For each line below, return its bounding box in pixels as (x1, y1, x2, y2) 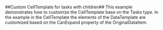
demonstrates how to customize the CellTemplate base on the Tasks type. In (5, 9, 159, 15)
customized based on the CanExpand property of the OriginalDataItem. (5, 19, 148, 25)
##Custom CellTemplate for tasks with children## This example (5, 4, 133, 10)
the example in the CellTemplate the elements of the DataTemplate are (5, 15, 146, 20)
